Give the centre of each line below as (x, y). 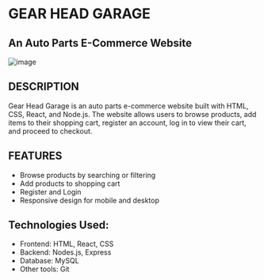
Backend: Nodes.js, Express (65, 252)
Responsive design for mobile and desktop (90, 200)
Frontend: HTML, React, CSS (67, 244)
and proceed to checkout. (50, 131)
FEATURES (35, 156)
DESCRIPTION (44, 87)
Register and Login (50, 191)
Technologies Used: (59, 225)
